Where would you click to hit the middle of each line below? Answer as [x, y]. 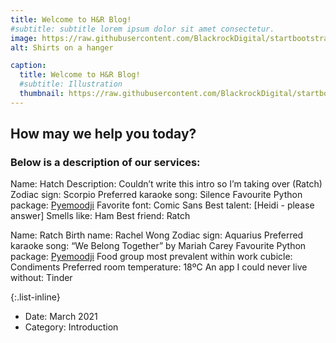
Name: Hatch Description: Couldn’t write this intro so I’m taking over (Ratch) [166, 184]
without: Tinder [41, 278]
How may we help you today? [103, 134]
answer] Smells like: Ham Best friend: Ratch [100, 216]
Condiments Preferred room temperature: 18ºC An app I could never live [159, 267]
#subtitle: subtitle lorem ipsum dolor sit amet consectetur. [142, 29]
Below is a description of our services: [105, 163]
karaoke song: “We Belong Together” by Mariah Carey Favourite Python [158, 246]
